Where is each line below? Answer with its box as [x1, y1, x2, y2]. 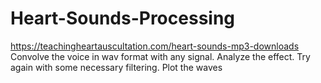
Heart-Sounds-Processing [10, 7, 236, 30]
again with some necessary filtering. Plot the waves [10, 61, 223, 73]
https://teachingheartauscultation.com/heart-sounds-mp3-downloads [10, 40, 300, 52]
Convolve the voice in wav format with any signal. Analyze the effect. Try [10, 50, 311, 62]
